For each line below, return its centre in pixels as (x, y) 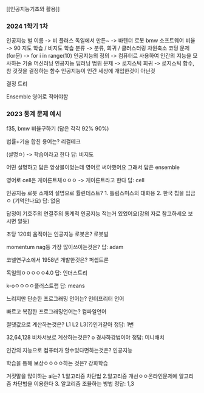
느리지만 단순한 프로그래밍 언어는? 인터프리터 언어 (65, 298)
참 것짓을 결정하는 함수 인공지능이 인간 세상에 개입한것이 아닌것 (81, 71)
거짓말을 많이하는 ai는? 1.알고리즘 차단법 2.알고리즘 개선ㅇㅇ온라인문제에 (92, 376)
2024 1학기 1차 (27, 26)
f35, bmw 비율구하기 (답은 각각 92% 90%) (58, 128)
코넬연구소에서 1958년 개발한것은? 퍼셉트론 (58, 259)
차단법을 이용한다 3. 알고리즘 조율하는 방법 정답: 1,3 (73, 383)
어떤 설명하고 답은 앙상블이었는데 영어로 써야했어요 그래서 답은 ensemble (93, 167)
